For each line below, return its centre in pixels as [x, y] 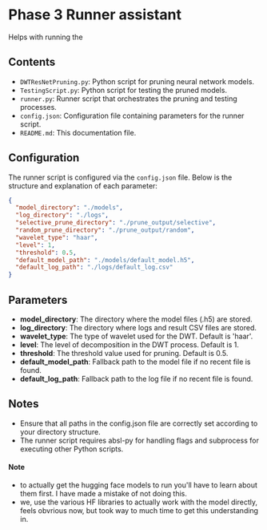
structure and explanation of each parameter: [83, 185]
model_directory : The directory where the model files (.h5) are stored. [136, 319]
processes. [38, 107]
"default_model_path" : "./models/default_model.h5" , [105, 260]
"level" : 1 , [36, 245]
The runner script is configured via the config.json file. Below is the [120, 177]
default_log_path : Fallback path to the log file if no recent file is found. [136, 379]
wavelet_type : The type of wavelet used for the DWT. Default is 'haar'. [136, 336]
